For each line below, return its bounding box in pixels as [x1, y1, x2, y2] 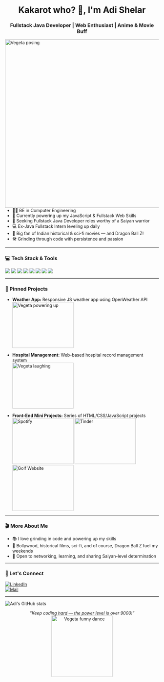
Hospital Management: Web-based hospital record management [12, 352, 143, 358]
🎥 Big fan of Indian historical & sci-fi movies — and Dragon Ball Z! [12, 230, 144, 237]
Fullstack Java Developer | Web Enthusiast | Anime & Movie [10, 22, 154, 29]
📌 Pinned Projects [5, 285, 48, 292]
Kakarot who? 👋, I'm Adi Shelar [18, 4, 146, 16]
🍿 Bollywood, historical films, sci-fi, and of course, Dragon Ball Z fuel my [12, 543, 158, 549]
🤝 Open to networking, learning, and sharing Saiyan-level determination [12, 553, 157, 559]
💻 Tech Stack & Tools [5, 255, 58, 262]
